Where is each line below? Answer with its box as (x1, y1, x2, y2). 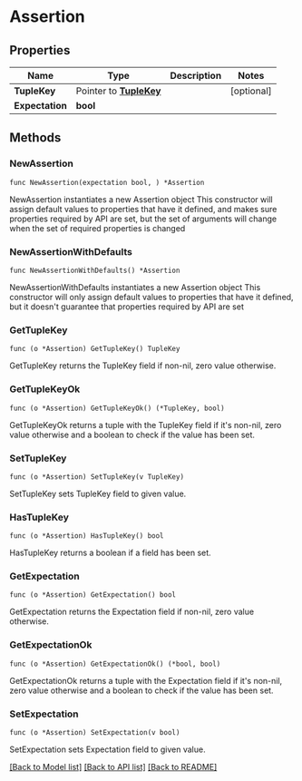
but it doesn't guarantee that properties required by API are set (9, 301, 245, 312)
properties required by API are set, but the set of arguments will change (9, 213, 278, 224)
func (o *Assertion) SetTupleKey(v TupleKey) (9, 472, 184, 482)
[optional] (229, 84, 272, 97)
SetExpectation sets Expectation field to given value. (9, 744, 206, 755)
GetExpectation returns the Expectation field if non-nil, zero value (9, 606, 255, 618)
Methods (9, 130, 62, 146)
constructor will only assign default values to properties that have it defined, (9, 291, 294, 302)
